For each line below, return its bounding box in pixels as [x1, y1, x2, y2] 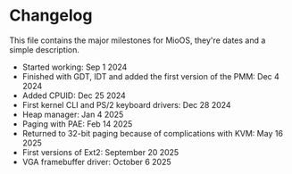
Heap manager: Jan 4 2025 [21, 109, 124, 120]
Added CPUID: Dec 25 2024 [21, 90, 127, 101]
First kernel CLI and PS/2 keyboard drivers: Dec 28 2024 [21, 99, 231, 110]
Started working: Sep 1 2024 [21, 62, 128, 72]
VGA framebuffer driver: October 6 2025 [21, 156, 171, 167]
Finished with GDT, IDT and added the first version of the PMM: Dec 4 [21, 70, 279, 81]
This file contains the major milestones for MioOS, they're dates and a [9, 35, 266, 46]
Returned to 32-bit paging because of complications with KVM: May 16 [21, 128, 284, 138]
